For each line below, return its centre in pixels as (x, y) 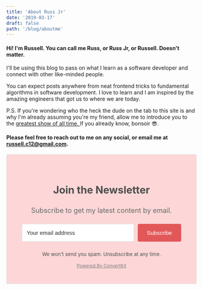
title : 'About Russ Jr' (36, 12)
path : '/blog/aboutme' (35, 29)
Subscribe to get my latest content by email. (101, 211)
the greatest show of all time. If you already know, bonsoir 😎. (82, 124)
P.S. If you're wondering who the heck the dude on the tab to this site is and (101, 111)
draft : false (23, 23)
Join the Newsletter (101, 190)
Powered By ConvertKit (101, 266)
